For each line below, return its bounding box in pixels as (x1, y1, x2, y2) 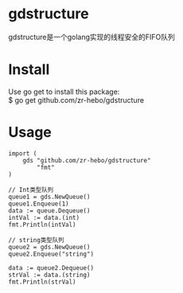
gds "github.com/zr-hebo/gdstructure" (22, 156, 151, 164)
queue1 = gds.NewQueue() (8, 193, 91, 201)
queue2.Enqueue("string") (8, 250, 94, 258)
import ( (8, 149, 37, 158)
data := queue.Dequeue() (8, 206, 91, 215)
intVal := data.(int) (8, 213, 80, 221)
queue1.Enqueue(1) (8, 200, 69, 208)
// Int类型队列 (8, 186, 54, 193)
